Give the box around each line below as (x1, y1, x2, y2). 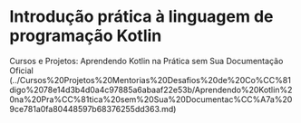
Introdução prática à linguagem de (9, 6, 274, 27)
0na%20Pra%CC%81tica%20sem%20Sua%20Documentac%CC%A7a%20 (9, 93, 293, 105)
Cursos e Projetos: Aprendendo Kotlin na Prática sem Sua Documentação (9, 55, 284, 66)
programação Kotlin (9, 25, 162, 46)
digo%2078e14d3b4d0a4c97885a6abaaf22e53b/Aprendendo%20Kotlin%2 (9, 84, 293, 95)
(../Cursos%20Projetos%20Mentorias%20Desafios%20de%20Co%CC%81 (9, 74, 292, 85)
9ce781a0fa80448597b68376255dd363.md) (9, 103, 177, 114)
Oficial (9, 65, 34, 76)
